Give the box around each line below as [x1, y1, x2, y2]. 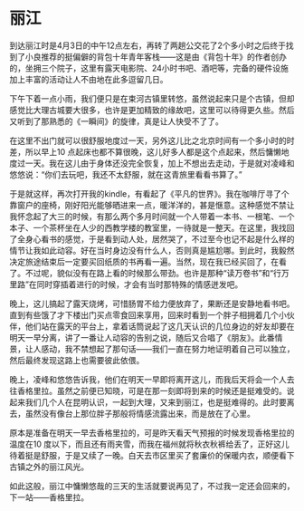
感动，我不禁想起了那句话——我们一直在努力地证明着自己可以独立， [40, 343, 295, 354]
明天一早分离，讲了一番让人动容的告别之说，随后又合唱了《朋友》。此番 [9, 332, 275, 342]
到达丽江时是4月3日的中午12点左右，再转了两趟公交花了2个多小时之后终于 [9, 40, 287, 51]
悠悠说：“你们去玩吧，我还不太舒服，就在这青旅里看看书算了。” [9, 169, 242, 179]
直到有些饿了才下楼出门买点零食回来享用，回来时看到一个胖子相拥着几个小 [9, 309, 287, 320]
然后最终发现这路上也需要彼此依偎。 [9, 354, 145, 365]
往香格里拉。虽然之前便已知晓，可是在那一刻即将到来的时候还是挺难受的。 [9, 385, 287, 396]
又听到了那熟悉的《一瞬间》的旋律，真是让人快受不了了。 [9, 115, 223, 127]
